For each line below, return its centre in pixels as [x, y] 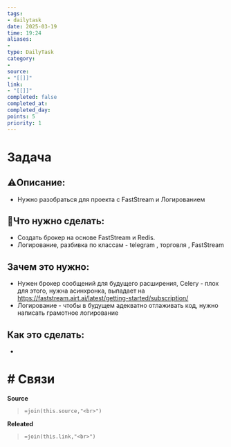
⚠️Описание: [36, 183]
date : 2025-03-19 [32, 26]
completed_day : [29, 110]
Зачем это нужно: [48, 267]
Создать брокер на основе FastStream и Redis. [86, 238]
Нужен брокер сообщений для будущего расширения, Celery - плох [118, 284]
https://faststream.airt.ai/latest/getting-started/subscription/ [103, 298]
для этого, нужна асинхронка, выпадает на [81, 291]
